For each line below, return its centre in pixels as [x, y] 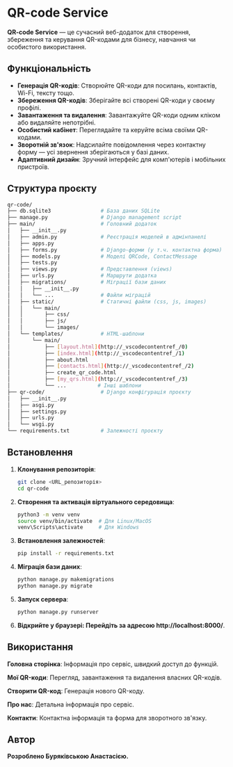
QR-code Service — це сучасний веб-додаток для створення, [99, 32]
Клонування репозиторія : [56, 469]
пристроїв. [33, 167]
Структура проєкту [52, 189]
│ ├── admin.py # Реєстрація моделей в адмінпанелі [107, 237]
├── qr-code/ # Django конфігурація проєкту [99, 392]
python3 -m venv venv [49, 515]
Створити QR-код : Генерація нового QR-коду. [76, 691]
